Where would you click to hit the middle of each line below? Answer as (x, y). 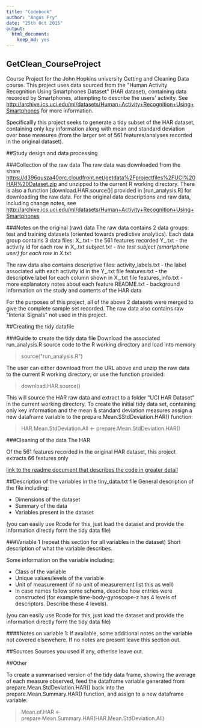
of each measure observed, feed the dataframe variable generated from (96, 681)
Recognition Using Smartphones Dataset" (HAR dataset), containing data (96, 91)
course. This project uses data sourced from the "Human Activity (87, 85)
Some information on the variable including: (60, 560)
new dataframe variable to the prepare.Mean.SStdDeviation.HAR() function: (100, 416)
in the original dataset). (35, 141)
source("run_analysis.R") (52, 356)
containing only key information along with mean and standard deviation (96, 128)
